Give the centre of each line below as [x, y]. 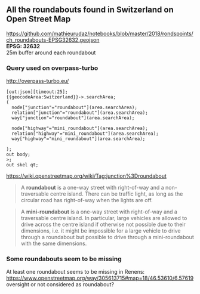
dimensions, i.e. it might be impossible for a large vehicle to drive [101, 231]
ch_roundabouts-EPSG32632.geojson [53, 40]
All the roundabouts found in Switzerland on [90, 10]
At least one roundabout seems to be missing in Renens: [76, 272]
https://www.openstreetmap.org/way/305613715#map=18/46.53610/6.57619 [100, 278]
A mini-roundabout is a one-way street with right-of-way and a [99, 212]
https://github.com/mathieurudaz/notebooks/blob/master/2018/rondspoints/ [100, 33]
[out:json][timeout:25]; [37, 92]
